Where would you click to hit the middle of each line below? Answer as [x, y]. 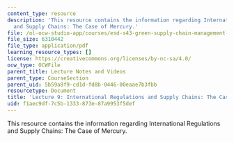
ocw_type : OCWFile [34, 65]
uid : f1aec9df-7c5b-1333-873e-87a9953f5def [71, 104]
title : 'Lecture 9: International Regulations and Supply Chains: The [112, 98]
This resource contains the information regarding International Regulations [114, 123]
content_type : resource [42, 14]
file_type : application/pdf [48, 46]
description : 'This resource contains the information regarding [104, 20]
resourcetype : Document [42, 91]
